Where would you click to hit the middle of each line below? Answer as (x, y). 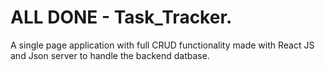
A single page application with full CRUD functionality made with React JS (162, 45)
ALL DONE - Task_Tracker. (121, 17)
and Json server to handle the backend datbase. (110, 55)
